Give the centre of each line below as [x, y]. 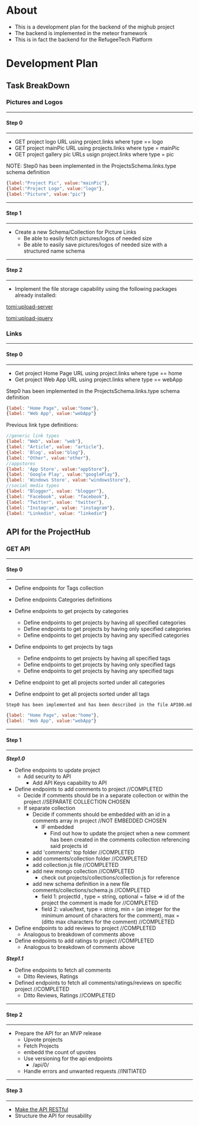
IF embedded [57, 827]
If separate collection [49, 808]
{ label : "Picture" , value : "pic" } [46, 194]
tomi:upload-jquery [30, 318]
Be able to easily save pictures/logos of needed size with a [95, 244]
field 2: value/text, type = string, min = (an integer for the [111, 909]
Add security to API [47, 777]
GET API [18, 549]
